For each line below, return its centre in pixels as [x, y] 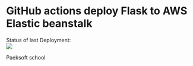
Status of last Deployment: [39, 40]
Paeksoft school [26, 57]
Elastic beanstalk [49, 23]
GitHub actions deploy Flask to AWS [97, 11]
